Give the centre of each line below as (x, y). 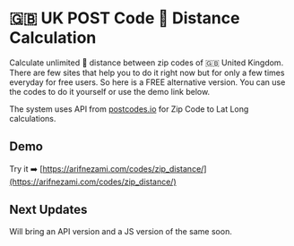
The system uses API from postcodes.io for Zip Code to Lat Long (129, 109)
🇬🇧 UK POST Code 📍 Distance (125, 18)
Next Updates (48, 210)
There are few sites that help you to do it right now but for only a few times (147, 72)
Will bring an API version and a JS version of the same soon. (121, 231)
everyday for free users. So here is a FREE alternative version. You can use (147, 82)
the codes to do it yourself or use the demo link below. (110, 91)
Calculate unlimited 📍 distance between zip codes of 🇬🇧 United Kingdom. (147, 63)
